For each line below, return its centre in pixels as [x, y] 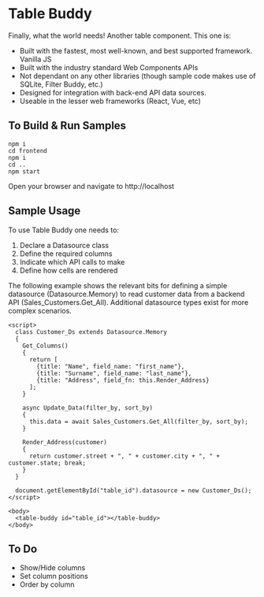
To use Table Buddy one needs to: [64, 230]
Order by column [47, 584]
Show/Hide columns [52, 568]
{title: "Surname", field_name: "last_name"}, [114, 373]
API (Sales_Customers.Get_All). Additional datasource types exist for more [128, 302]
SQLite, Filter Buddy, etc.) [61, 84]
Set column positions [54, 577]
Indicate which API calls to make [72, 261]
